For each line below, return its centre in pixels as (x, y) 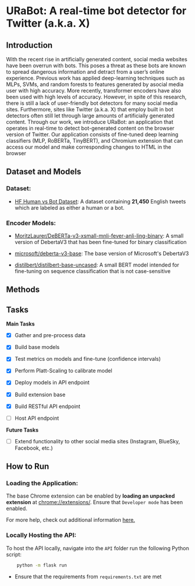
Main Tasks (21, 324)
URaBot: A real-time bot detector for (96, 11)
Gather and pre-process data (50, 335)
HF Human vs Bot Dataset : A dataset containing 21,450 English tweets (100, 201)
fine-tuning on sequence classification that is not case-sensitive (92, 271)
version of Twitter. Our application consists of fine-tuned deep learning (92, 134)
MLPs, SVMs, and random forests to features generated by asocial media (95, 84)
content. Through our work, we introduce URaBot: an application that (90, 122)
